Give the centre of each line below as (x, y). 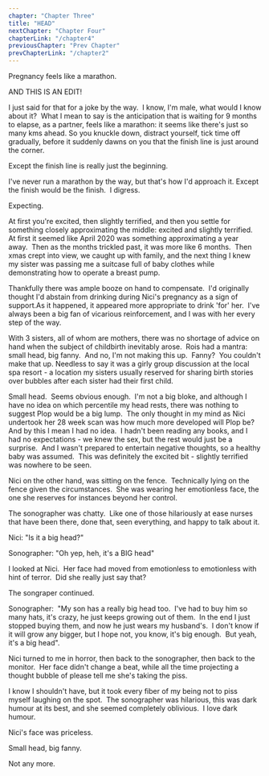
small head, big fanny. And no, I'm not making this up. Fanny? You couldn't (134, 355)
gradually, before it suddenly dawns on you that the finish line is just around (134, 141)
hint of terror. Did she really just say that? (77, 577)
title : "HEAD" (32, 23)
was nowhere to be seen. (50, 465)
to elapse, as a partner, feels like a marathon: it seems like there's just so (128, 124)
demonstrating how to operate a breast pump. (84, 272)
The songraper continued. (51, 593)
